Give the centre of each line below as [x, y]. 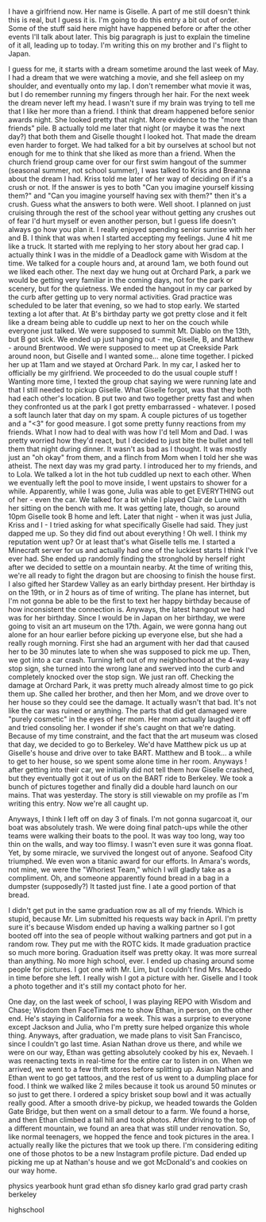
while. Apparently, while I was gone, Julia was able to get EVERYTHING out [131, 491]
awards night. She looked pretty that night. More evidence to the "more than [133, 120]
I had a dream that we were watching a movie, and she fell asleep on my [126, 77]
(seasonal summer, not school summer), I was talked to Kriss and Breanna [129, 170]
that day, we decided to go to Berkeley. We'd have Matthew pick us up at [127, 744]
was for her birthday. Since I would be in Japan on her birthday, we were [127, 618]
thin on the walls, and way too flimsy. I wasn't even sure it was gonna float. [131, 844]
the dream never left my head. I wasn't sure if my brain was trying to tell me [132, 103]
